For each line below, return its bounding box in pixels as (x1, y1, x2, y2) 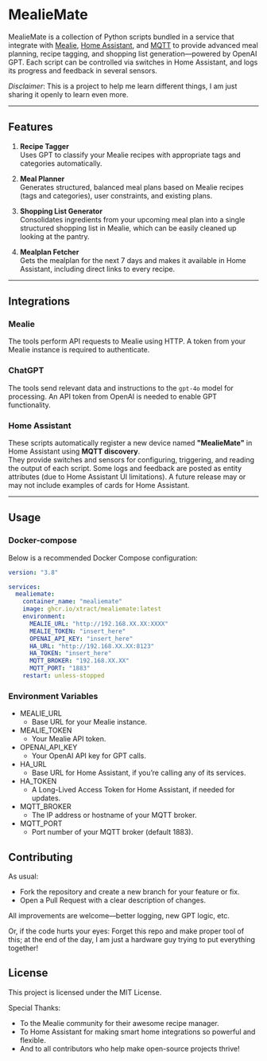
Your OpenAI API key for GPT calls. (31, 751, 147, 760)
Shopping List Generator (19, 206, 103, 216)
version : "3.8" (8, 568, 59, 576)
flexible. (19, 1035, 46, 1045)
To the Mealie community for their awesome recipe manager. (19, 1018, 220, 1028)
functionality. (8, 400, 52, 410)
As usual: (8, 871, 39, 882)
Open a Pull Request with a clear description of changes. (19, 895, 207, 906)
